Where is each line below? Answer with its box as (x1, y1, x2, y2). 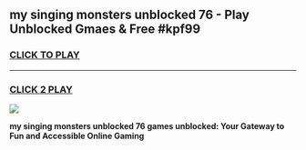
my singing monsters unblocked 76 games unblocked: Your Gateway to (9, 120, 285, 131)
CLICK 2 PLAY (9, 83, 73, 95)
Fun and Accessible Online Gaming (9, 130, 145, 141)
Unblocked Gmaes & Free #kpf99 (9, 22, 201, 37)
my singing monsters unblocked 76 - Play (9, 7, 250, 23)
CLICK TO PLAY (9, 49, 80, 62)
